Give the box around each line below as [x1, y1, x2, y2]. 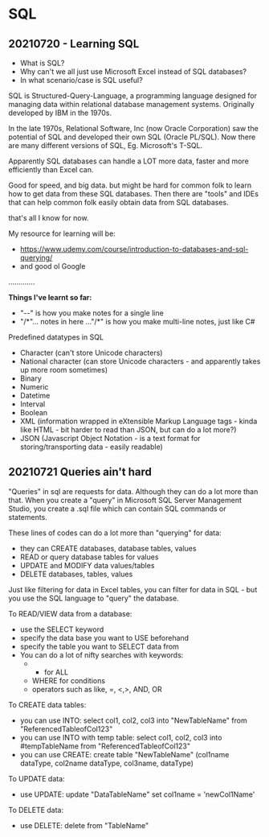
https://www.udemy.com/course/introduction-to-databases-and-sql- [19, 245, 249, 254]
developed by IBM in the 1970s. [8, 108, 112, 118]
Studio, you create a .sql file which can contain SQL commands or [8, 504, 226, 513]
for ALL [43, 667, 69, 677]
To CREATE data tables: [8, 699, 87, 709]
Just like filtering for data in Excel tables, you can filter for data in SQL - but [8, 584, 258, 594]
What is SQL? [19, 58, 65, 68]
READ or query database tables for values [19, 552, 159, 562]
